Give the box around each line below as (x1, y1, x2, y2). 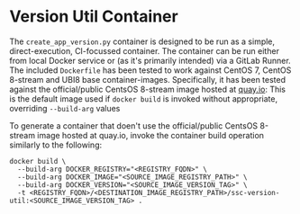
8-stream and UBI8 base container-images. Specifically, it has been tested (9, 74, 286, 85)
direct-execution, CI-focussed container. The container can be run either (9, 45, 279, 56)
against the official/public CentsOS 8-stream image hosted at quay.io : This (9, 84, 286, 94)
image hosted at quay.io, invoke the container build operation (37, 129, 264, 140)
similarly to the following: (9, 139, 103, 150)
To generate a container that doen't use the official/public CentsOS (9, 120, 259, 131)
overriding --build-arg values (9, 103, 121, 113)
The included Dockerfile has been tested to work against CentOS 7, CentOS (9, 65, 292, 76)
